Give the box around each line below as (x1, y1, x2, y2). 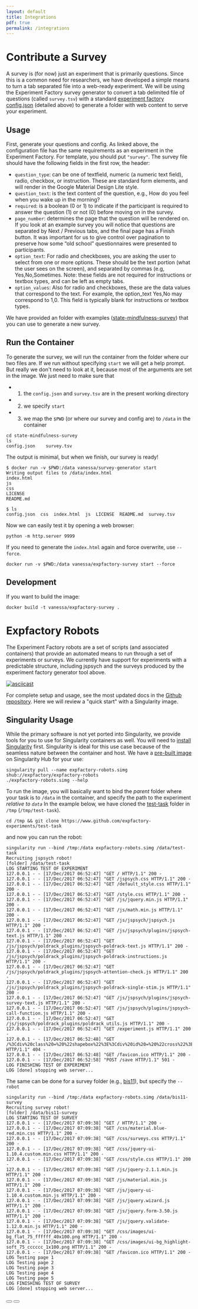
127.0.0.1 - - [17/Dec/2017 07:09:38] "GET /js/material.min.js (6, 1177, 167, 1183)
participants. (14, 246, 45, 253)
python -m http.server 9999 (6, 533, 75, 539)
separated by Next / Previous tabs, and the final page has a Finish (14, 228, 175, 234)
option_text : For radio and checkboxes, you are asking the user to (14, 252, 176, 259)
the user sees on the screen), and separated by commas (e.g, (14, 265, 165, 272)
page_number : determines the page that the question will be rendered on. (14, 215, 190, 222)
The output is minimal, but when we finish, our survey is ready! (6, 453, 159, 460)
